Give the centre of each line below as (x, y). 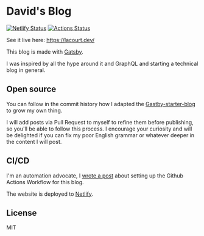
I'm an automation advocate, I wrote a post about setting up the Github (95, 176)
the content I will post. (34, 141)
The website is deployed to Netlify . (50, 194)
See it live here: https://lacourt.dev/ (51, 40)
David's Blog (39, 11)
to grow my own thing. (34, 110)
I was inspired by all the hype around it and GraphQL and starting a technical (102, 63)
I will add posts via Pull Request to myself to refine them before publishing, (100, 122)
